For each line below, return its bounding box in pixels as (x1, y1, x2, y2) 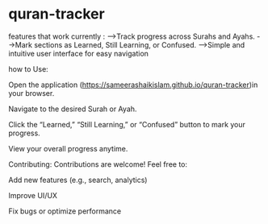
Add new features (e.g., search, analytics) (8, 175, 148, 185)
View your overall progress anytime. (8, 143, 128, 153)
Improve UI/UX (8, 190, 58, 200)
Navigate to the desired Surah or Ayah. (8, 104, 137, 114)
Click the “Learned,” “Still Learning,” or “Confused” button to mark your (8, 119, 246, 129)
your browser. (8, 88, 55, 97)
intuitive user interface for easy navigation (8, 48, 149, 58)
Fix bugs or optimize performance (8, 206, 122, 216)
